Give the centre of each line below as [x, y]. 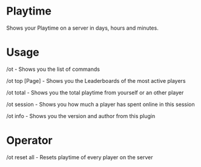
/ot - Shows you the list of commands [53, 69]
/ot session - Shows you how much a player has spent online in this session [100, 104]
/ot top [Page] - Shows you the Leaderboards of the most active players [96, 80]
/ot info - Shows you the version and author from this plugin [81, 116]
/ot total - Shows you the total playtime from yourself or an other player [95, 93]
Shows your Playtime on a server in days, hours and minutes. [82, 28]
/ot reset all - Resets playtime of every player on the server [80, 157]
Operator [29, 141]
